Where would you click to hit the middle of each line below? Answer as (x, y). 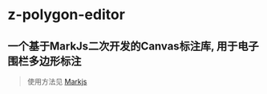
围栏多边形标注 (44, 61)
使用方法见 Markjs (57, 82)
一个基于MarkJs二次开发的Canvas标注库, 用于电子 (133, 46)
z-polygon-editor (67, 15)
